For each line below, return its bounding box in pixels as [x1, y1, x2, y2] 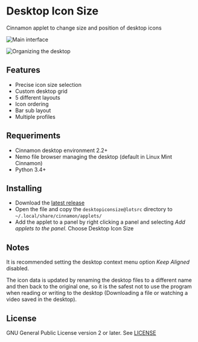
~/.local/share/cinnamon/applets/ [14, 213, 102, 220]
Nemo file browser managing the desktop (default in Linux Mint [14, 153, 173, 160]
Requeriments [6, 131, 61, 141]
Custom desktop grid [14, 87, 68, 95]
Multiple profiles [14, 113, 56, 120]
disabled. [6, 265, 29, 272]
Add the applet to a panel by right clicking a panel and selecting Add [14, 218, 185, 226]
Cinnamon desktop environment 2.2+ [14, 147, 108, 154]
